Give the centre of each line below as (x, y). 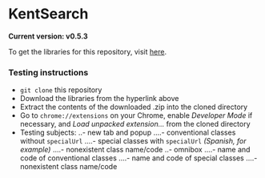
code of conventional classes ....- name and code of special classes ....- (139, 158)
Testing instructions (48, 72)
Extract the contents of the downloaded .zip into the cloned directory (134, 107)
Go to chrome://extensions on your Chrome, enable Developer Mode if (136, 115)
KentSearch (48, 14)
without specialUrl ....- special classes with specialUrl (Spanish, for (133, 141)
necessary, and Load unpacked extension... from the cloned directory (135, 124)
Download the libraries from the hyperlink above (99, 99)
